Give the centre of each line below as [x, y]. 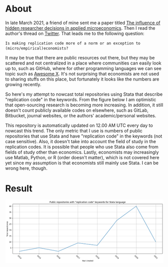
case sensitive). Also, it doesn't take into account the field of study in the [81, 141]
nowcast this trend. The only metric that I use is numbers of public [74, 130]
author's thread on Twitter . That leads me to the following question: [75, 33]
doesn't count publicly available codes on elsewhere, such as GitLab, [77, 110]
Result [19, 189]
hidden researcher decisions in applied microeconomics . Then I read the [80, 28]
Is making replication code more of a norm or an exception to [73, 43]
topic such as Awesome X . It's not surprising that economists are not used [82, 74]
